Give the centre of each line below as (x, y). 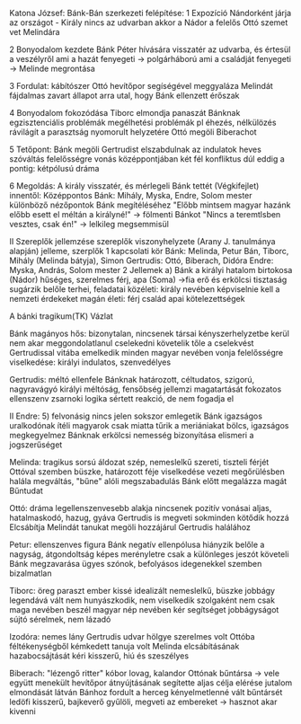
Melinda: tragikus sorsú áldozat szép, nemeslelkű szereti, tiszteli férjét (139, 462)
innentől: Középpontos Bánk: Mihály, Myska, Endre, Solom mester (131, 195)
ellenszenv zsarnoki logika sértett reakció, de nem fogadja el (122, 398)
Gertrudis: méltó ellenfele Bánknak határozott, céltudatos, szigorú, (132, 380)
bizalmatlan (31, 573)
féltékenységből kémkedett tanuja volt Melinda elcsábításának (124, 646)
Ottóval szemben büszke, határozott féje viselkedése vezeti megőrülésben (147, 472)
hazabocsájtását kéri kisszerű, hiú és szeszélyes (99, 656)
